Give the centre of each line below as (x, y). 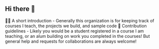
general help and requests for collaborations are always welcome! (71, 41)
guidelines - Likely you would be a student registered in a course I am (74, 31)
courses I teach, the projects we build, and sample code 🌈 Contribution (76, 26)
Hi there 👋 (20, 9)
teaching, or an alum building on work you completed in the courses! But (78, 36)
